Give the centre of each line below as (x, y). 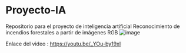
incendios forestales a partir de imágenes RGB (62, 32)
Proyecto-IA (36, 10)
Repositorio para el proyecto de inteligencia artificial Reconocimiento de (93, 26)
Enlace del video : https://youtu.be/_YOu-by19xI (63, 44)
